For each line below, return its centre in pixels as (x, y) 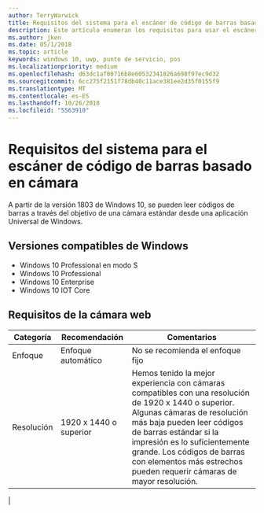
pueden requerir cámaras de (184, 471)
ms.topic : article (38, 52)
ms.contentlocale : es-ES (49, 96)
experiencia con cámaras (178, 382)
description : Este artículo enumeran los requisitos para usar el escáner (133, 30)
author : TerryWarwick (44, 15)
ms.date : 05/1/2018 (40, 45)
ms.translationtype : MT (47, 89)
